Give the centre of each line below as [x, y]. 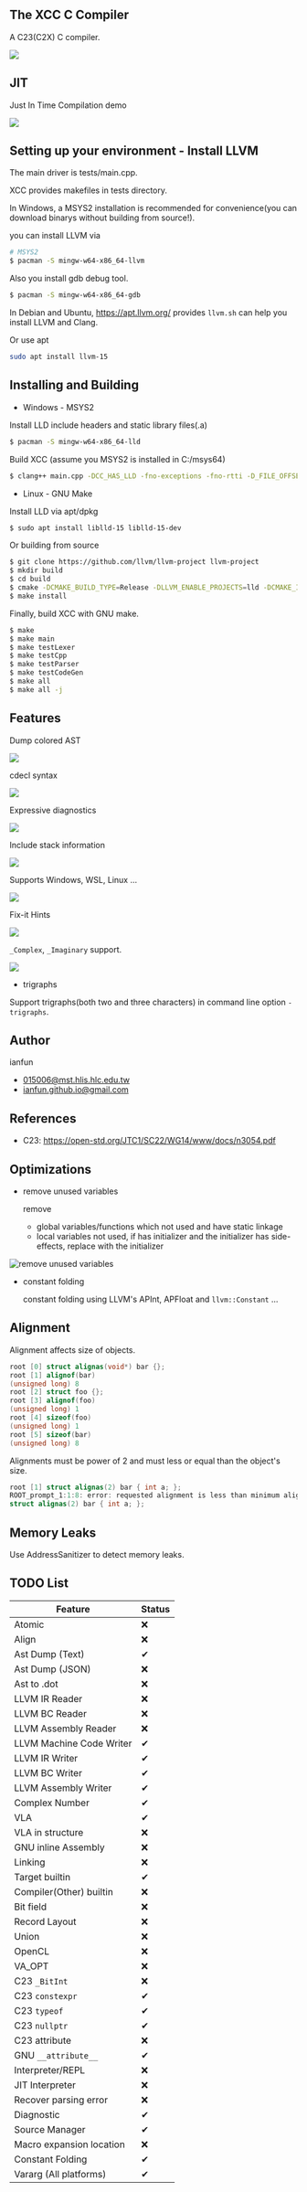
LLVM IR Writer [46, 1758]
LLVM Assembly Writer [63, 1788]
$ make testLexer [42, 647]
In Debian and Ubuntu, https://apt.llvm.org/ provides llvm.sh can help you [148, 313]
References [43, 1118]
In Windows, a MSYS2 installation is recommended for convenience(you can [153, 208]
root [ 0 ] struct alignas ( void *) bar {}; [88, 1367]
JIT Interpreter [45, 2085]
